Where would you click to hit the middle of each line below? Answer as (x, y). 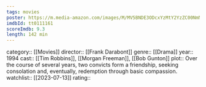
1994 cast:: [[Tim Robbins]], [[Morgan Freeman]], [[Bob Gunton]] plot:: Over (102, 58)
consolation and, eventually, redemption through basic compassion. (92, 71)
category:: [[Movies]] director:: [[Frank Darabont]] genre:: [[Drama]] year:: (100, 52)
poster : (16, 18)
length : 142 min (27, 35)
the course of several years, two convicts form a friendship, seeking (93, 65)
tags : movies (23, 12)
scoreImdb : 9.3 (26, 29)
